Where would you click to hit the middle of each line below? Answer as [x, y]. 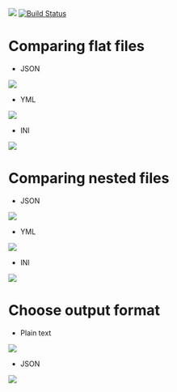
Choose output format [84, 311]
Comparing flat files [77, 47]
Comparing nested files [89, 179]
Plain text [36, 333]
